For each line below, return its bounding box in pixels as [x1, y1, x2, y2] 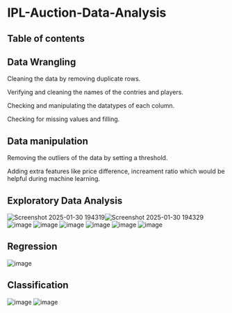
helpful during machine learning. [7, 175, 101, 183]
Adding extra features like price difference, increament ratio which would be [7, 167, 225, 175]
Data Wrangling [7, 56, 76, 67]
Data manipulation [7, 135, 88, 147]
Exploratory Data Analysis [7, 195, 123, 207]
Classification [7, 280, 69, 291]
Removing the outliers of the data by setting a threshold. [7, 154, 168, 162]
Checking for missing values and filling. [7, 115, 120, 123]
